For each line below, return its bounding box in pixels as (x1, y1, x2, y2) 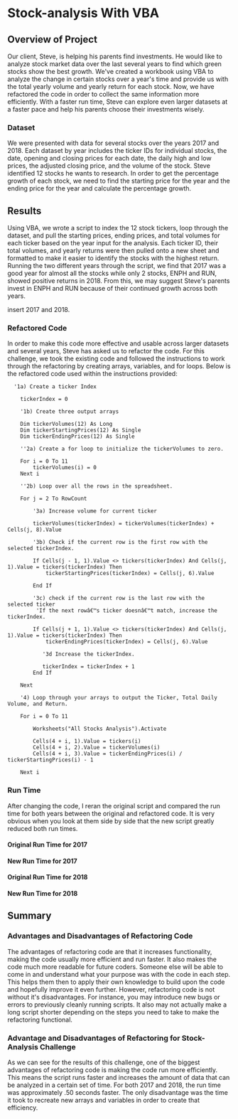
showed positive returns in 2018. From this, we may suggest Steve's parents (7, 277, 230, 285)
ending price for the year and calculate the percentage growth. (7, 184, 192, 193)
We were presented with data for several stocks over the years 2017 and (7, 139, 220, 147)
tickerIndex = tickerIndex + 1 (42, 663, 135, 670)
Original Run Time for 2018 (7, 873, 88, 882)
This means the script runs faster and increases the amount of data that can (7, 1074, 230, 1082)
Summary (7, 910, 52, 922)
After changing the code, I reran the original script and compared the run (7, 801, 220, 810)
